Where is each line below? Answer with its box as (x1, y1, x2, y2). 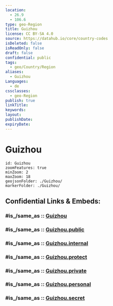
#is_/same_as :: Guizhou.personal (5, 281, 91, 288)
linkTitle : (5, 103, 29, 108)
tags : (5, 60, 17, 65)
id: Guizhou (5, 161, 31, 166)
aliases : (5, 70, 24, 75)
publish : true (5, 98, 36, 103)
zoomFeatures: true (5, 165, 47, 170)
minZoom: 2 (5, 169, 29, 174)
